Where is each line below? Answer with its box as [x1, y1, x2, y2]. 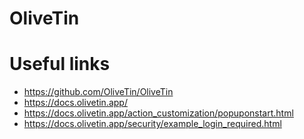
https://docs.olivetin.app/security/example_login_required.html [23, 118, 282, 130]
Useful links [9, 53, 111, 76]
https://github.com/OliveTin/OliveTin [23, 86, 174, 98]
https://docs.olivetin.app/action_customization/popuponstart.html [23, 107, 294, 119]
